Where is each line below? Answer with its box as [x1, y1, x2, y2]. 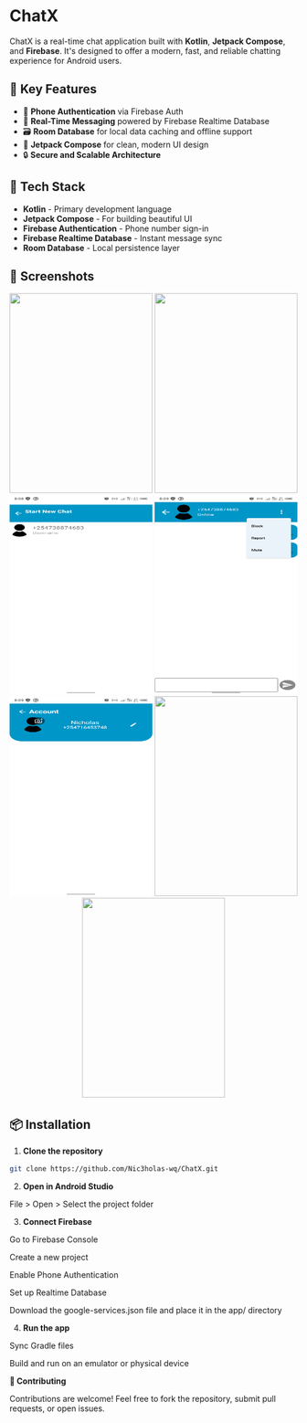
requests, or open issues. [9, 1403, 105, 1414]
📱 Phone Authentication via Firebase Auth [22, 106, 185, 117]
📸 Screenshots [9, 269, 95, 284]
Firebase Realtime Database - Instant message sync [22, 232, 223, 243]
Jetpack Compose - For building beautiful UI [22, 213, 193, 224]
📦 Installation [9, 1116, 91, 1133]
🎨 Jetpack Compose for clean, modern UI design [22, 139, 209, 150]
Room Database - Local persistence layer [22, 242, 181, 253]
